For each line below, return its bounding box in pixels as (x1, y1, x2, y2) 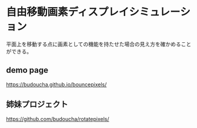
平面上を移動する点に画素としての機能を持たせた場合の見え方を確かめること (6, 41, 192, 48)
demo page (6, 65, 49, 75)
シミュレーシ (129, 5, 191, 19)
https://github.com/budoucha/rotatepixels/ (6, 115, 110, 122)
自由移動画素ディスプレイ (6, 5, 129, 19)
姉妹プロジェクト (6, 99, 68, 109)
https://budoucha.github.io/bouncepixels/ (6, 80, 107, 88)
